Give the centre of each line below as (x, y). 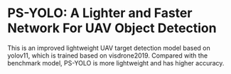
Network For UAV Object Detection (112, 28)
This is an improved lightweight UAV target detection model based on (109, 48)
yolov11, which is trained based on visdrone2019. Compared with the (108, 55)
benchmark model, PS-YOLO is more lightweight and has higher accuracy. (116, 63)
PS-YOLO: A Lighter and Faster (100, 13)
